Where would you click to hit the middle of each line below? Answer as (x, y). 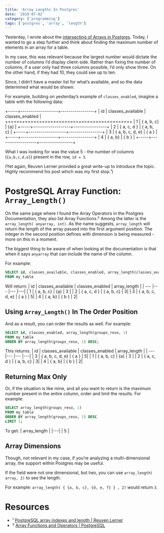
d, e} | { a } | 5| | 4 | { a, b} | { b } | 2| (41, 296)
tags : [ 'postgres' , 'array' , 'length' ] (46, 23)
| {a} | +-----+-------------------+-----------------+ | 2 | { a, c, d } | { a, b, (79, 127)
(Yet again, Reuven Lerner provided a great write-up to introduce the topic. (80, 166)
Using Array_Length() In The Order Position (72, 312)
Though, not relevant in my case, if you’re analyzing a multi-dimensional (78, 458)
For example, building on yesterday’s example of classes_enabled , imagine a (82, 97)
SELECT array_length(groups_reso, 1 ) (43, 408)
